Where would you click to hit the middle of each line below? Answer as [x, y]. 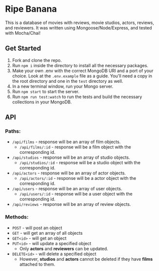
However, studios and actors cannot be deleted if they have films [86, 259]
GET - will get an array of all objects [47, 233]
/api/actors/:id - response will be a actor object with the [78, 178]
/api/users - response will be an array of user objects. [67, 189]
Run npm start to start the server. [46, 91]
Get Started [23, 48]
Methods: [17, 217]
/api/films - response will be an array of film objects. [66, 142]
